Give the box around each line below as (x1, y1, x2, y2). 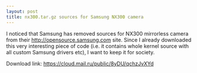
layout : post (6, 8, 38, 15)
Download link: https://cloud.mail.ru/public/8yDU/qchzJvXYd (6, 60, 154, 67)
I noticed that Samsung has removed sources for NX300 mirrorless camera (6, 30, 189, 37)
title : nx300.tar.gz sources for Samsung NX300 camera (6, 14, 144, 20)
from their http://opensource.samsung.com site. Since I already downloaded (6, 36, 192, 43)
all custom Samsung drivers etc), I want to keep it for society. (6, 48, 155, 55)
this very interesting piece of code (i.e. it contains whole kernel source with (6, 42, 189, 50)
